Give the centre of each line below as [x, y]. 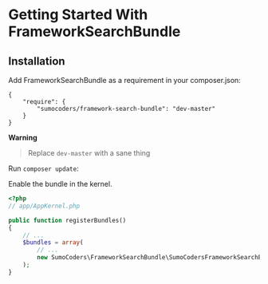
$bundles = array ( [53, 243]
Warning [23, 138]
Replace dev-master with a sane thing [89, 153]
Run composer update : [43, 168]
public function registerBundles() [67, 220]
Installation [37, 61]
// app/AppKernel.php [44, 206]
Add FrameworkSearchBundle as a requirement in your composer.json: [124, 80]
